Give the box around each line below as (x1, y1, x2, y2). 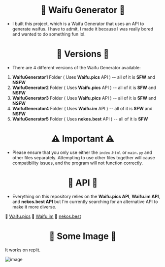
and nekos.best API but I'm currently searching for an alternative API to (12, 199, 158, 205)
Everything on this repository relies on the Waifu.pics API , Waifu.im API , (12, 193, 160, 199)
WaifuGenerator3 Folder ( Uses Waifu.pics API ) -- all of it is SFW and (12, 95, 157, 101)
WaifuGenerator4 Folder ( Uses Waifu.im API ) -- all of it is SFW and (12, 105, 153, 111)
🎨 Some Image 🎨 (49, 231, 117, 241)
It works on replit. (5, 247, 41, 253)
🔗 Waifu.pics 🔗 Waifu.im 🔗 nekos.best (5, 213, 81, 219)
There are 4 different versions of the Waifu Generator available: (12, 64, 141, 70)
